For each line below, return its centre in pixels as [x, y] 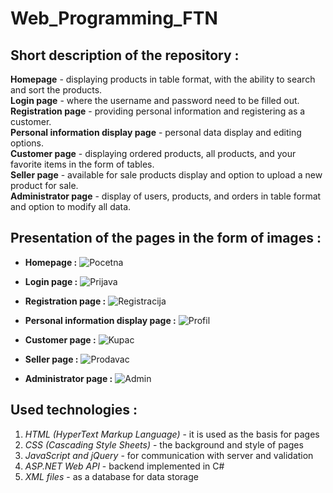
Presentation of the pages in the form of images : [166, 238]
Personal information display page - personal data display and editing [156, 132]
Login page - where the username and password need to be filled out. [155, 100]
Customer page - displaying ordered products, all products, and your [153, 153]
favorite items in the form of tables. [82, 164]
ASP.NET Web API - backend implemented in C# [124, 466]
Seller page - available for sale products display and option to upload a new [166, 175]
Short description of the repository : [125, 55]
